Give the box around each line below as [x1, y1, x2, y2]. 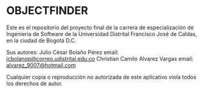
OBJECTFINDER [6, 4, 88, 18]
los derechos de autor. [6, 80, 63, 87]
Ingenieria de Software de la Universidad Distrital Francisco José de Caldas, [6, 30, 198, 37]
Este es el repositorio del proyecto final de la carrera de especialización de [6, 24, 194, 31]
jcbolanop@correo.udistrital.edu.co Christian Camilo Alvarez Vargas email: [6, 55, 194, 62]
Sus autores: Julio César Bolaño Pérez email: [6, 48, 119, 55]
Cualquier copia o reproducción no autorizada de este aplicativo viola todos [6, 73, 197, 80]
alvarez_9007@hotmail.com [6, 62, 76, 69]
